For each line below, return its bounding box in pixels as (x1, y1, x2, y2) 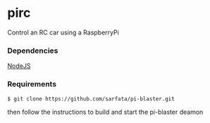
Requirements (7, 79, 57, 89)
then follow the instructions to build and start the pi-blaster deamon (7, 108, 204, 116)
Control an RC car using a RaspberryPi (7, 28, 120, 37)
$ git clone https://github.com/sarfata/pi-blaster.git (7, 95, 175, 103)
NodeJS (7, 62, 31, 70)
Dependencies (7, 46, 58, 56)
